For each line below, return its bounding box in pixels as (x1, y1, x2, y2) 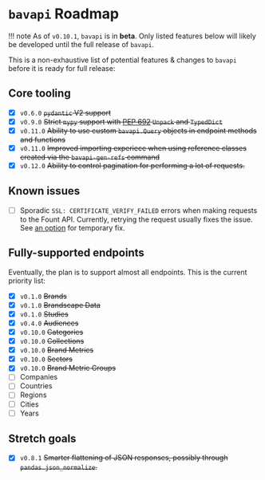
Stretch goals (8, 432, 77, 446)
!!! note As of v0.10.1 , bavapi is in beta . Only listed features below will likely (8, 31, 257, 41)
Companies (19, 372, 58, 382)
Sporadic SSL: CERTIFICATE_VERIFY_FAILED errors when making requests (19, 205, 258, 215)
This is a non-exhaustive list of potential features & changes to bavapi (8, 55, 237, 65)
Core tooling (8, 87, 71, 100)
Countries (19, 381, 53, 391)
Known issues (8, 184, 81, 198)
